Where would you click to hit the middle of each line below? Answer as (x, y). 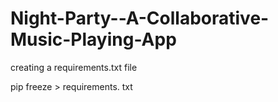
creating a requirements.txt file (74, 67)
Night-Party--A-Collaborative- (140, 18)
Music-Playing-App (93, 39)
